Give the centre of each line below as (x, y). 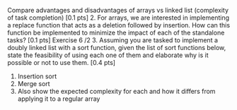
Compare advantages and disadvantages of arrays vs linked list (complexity (118, 10)
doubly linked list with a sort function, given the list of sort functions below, (117, 48)
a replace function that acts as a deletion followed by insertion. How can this (119, 25)
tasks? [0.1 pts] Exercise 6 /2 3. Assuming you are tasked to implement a (112, 40)
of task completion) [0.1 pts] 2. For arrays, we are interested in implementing (118, 18)
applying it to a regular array (59, 99)
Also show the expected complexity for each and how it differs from (116, 91)
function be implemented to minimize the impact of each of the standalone (116, 32)
